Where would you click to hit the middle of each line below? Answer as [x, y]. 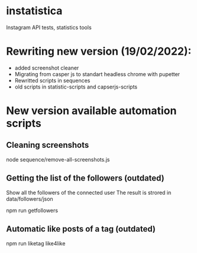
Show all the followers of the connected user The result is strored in [89, 192]
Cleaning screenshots [48, 145]
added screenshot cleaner [47, 68]
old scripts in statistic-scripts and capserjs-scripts [76, 87]
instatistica [34, 11]
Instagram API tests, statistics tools [49, 27]
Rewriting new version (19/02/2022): [99, 51]
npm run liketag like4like [36, 243]
